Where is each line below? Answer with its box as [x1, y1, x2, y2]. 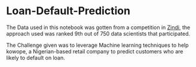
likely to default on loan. [6, 54, 65, 61]
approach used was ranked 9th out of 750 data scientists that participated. [6, 30, 190, 37]
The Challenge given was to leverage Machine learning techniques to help [6, 42, 189, 49]
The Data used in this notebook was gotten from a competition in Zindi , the [6, 24, 191, 31]
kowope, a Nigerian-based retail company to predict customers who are [6, 47, 183, 55]
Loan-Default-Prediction [6, 4, 130, 18]
